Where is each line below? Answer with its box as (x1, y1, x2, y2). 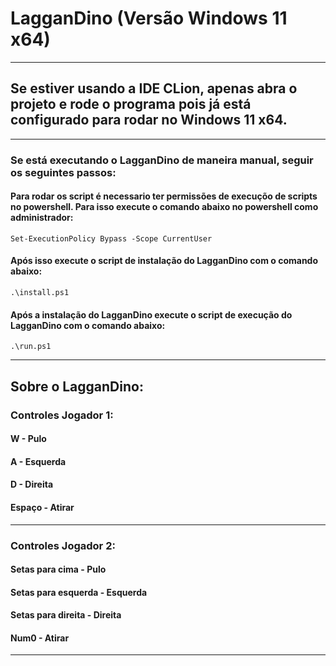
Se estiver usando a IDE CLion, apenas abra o (10, 80, 298, 97)
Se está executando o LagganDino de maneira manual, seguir (10, 153, 314, 167)
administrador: (10, 212, 74, 224)
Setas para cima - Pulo (10, 563, 107, 576)
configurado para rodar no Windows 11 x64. (10, 112, 288, 129)
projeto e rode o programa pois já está (10, 96, 252, 113)
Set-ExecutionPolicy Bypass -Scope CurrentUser (10, 233, 213, 244)
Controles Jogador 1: (10, 408, 114, 422)
